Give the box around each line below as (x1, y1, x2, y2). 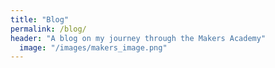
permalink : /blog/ (10, 24, 87, 34)
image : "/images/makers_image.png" (19, 42, 168, 53)
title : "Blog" (10, 14, 70, 25)
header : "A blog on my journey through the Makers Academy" (10, 33, 267, 43)
